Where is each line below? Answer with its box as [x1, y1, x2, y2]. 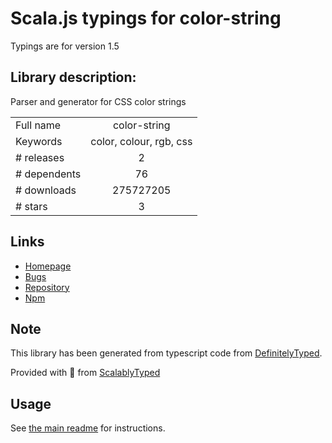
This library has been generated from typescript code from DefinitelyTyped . [10, 347, 323, 359]
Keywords [15, 134, 63, 148]
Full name [15, 118, 62, 132]
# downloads [15, 183, 77, 197]
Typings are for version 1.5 [10, 40, 120, 52]
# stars [15, 199, 48, 213]
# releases [15, 150, 65, 164]
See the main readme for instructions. [10, 422, 166, 434]
